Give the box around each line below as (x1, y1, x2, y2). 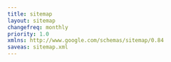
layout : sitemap (7, 17, 56, 24)
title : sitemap (7, 10, 53, 18)
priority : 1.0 (7, 30, 50, 38)
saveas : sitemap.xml (7, 43, 69, 51)
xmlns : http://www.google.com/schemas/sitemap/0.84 (7, 37, 164, 44)
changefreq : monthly (7, 24, 69, 31)
